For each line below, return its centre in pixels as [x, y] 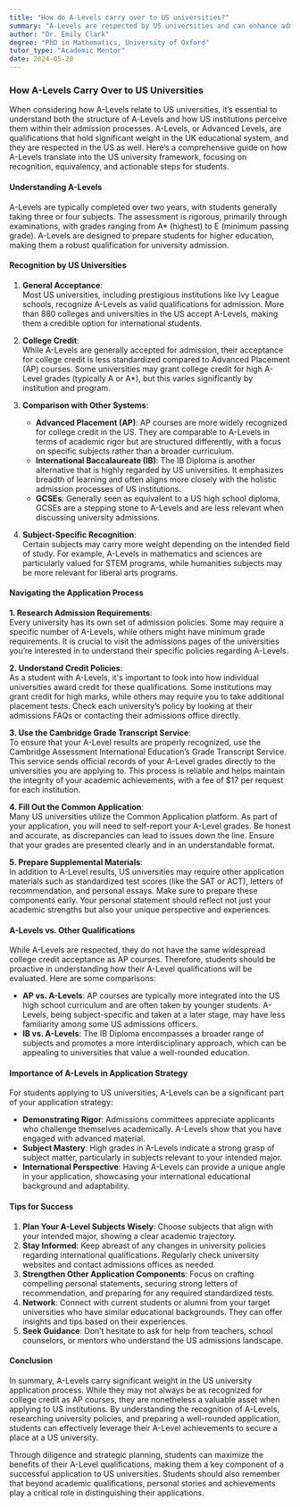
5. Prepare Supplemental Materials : [76, 862]
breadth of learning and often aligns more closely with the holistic [156, 479]
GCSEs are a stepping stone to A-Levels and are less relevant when [159, 508]
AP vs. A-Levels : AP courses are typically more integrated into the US [151, 995]
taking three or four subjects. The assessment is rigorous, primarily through [148, 216]
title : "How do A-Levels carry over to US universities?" [119, 17]
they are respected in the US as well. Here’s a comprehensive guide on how [148, 147]
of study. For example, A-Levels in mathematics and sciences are [142, 554]
